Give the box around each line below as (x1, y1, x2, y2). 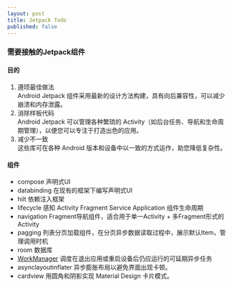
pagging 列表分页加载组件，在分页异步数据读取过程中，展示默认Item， (17, 228, 220, 236)
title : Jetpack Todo (7, 17, 67, 24)
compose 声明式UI (17, 177, 71, 186)
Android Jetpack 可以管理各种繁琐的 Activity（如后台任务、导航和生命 (17, 117, 218, 126)
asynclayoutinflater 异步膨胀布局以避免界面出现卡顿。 (17, 263, 172, 271)
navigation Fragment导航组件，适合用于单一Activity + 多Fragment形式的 (17, 212, 225, 220)
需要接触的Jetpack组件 (7, 47, 86, 57)
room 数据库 (17, 245, 53, 254)
